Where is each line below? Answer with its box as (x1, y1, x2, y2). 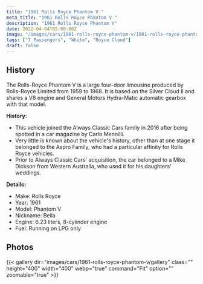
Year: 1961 (14, 199, 41, 206)
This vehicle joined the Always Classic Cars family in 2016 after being (14, 124, 188, 131)
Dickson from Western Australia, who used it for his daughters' (14, 162, 172, 170)
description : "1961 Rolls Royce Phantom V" (6, 20, 118, 26)
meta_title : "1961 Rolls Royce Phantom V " (6, 15, 118, 21)
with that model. (6, 101, 47, 108)
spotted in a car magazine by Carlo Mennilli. (14, 130, 125, 137)
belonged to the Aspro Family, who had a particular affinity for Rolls (14, 143, 183, 150)
